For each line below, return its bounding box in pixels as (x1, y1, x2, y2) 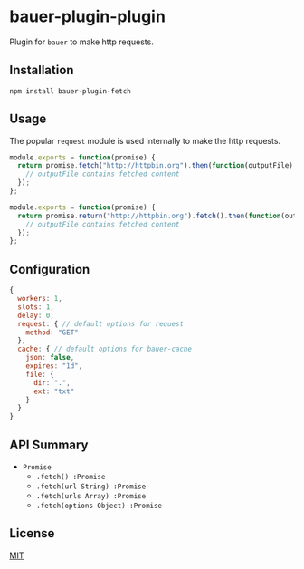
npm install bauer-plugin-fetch (9, 86, 131, 96)
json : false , (25, 353, 75, 362)
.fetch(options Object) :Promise (35, 501, 163, 510)
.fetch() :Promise (35, 472, 106, 481)
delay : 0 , (17, 311, 54, 320)
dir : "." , (33, 378, 71, 387)
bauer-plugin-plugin (9, 6, 166, 27)
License (9, 526, 55, 541)
